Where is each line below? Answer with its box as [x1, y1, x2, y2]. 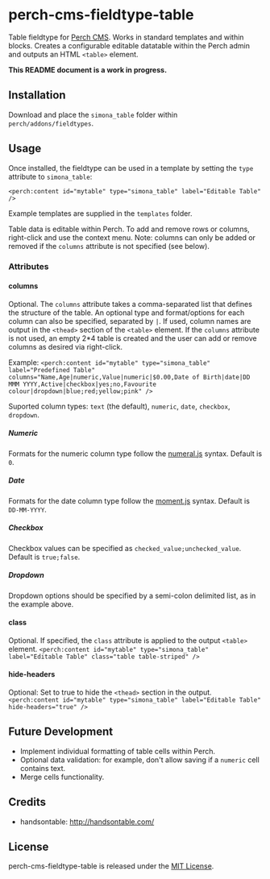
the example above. [8, 599, 74, 609]
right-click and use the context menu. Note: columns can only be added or [8, 232, 256, 243]
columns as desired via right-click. [8, 342, 123, 351]
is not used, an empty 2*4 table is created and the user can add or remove [8, 333, 257, 343]
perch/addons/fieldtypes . [8, 118, 94, 128]
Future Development [8, 725, 114, 739]
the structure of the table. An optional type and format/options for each [8, 308, 245, 317]
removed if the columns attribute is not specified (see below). [8, 241, 210, 251]
